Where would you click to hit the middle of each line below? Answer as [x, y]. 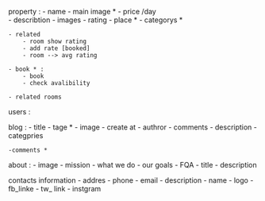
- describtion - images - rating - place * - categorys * [96, 20]
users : [19, 112]
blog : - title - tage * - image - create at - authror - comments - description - [133, 127]
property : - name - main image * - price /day [82, 12]
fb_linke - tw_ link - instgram [55, 189]
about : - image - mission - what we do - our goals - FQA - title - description [133, 165]
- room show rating [55, 41]
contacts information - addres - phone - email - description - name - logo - [131, 180]
